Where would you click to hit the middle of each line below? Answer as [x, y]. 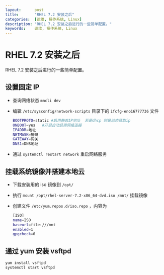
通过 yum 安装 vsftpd [38, 251]
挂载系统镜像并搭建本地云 [45, 171]
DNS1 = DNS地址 [25, 144]
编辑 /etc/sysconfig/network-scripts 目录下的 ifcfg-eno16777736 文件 [86, 111]
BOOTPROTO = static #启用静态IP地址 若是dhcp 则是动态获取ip [71, 120]
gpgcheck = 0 [24, 234]
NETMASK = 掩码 [25, 134]
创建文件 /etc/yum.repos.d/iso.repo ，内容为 [60, 206]
